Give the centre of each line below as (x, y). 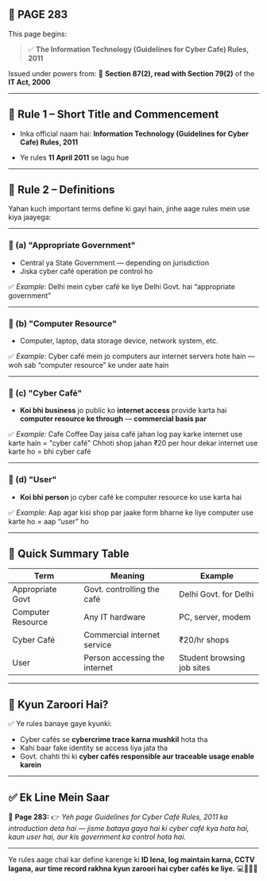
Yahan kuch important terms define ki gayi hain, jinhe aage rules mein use (129, 209)
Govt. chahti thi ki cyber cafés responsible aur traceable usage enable (137, 756)
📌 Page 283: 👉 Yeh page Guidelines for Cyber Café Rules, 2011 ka (118, 817)
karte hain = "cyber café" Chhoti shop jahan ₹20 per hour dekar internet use (133, 443)
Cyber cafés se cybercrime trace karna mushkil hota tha (114, 740)
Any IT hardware (114, 617)
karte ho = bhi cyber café (50, 452)
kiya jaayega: (30, 217)
